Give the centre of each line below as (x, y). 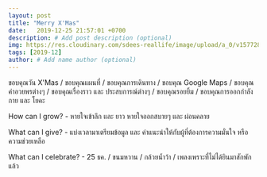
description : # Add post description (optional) (90, 38)
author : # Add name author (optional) (72, 60)
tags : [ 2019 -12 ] (35, 52)
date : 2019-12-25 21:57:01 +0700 (67, 30)
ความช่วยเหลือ (27, 140)
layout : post (30, 15)
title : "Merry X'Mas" (44, 23)
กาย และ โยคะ (27, 100)
